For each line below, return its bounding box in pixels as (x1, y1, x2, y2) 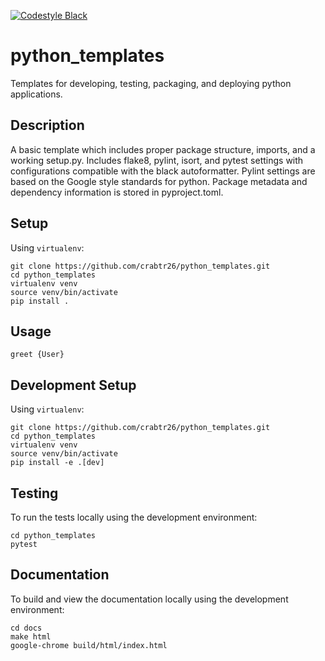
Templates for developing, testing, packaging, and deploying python (10, 77, 292, 89)
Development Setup (10, 376, 137, 394)
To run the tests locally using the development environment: (10, 511, 258, 523)
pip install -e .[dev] (10, 458, 105, 468)
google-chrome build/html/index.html (10, 640, 168, 650)
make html (10, 631, 52, 642)
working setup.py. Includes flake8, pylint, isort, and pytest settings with (10, 154, 304, 166)
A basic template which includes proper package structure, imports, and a (10, 143, 316, 155)
